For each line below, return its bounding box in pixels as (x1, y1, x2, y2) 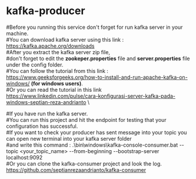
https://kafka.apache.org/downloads (6, 42, 95, 49)
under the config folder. (6, 61, 64, 68)
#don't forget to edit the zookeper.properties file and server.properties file (6, 55, 190, 62)
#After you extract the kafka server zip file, (6, 48, 111, 55)
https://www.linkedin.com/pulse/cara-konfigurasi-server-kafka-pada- (6, 92, 175, 100)
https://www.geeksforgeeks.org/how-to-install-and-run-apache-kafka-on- (6, 74, 188, 81)
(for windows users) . (31, 79, 84, 87)
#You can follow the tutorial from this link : (6, 67, 109, 74)
